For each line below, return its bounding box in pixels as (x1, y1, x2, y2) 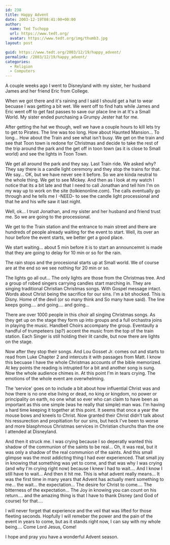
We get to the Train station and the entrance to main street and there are (5, 224, 156, 230)
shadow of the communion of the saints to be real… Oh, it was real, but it (5, 444, 157, 450)
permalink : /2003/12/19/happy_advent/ (5, 54, 87, 59)
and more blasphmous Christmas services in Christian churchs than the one (5, 423, 164, 430)
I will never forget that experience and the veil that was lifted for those (5, 508, 152, 514)
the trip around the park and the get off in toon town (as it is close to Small (5, 145, 161, 152)
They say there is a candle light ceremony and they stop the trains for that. (5, 166, 161, 172)
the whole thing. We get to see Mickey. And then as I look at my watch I (5, 177, 155, 183)
